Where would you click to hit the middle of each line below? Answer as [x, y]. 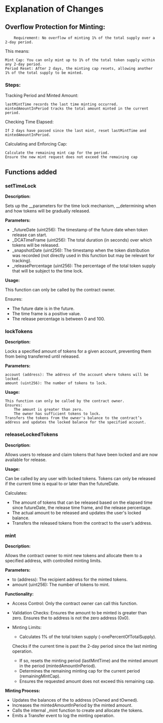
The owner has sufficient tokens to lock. [57, 414]
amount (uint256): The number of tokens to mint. [61, 584]
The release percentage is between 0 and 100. [58, 319]
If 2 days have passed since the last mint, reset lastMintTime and [76, 131]
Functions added [31, 172]
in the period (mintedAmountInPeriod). [58, 666]
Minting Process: [23, 691]
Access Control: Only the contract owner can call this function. [75, 603]
